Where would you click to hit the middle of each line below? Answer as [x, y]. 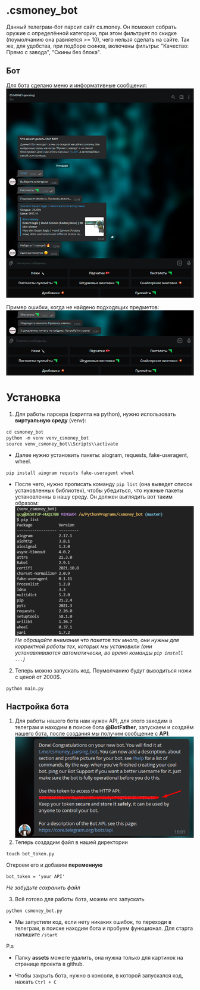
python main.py [25, 689]
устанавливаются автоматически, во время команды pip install [99, 652]
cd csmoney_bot [25, 432]
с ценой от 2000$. [38, 677]
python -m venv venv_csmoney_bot [48, 438]
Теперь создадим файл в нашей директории [71, 842]
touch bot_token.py [30, 854]
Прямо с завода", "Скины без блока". [54, 52]
